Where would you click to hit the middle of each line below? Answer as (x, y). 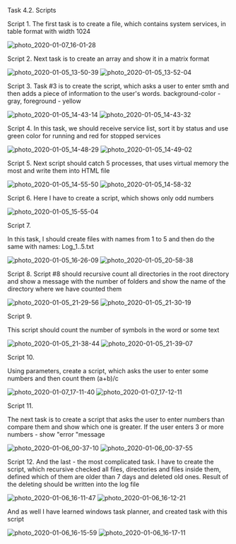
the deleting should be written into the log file (73, 484)
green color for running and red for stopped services (84, 136)
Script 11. (20, 406)
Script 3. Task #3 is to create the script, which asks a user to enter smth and (118, 86)
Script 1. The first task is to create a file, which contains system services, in (117, 24)
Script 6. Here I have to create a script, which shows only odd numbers (111, 198)
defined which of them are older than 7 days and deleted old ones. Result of (118, 477)
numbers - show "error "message (56, 434)
